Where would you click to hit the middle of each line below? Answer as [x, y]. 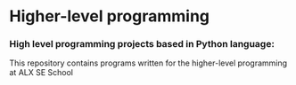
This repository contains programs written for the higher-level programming [148, 63]
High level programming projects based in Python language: [142, 44]
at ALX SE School [41, 73]
